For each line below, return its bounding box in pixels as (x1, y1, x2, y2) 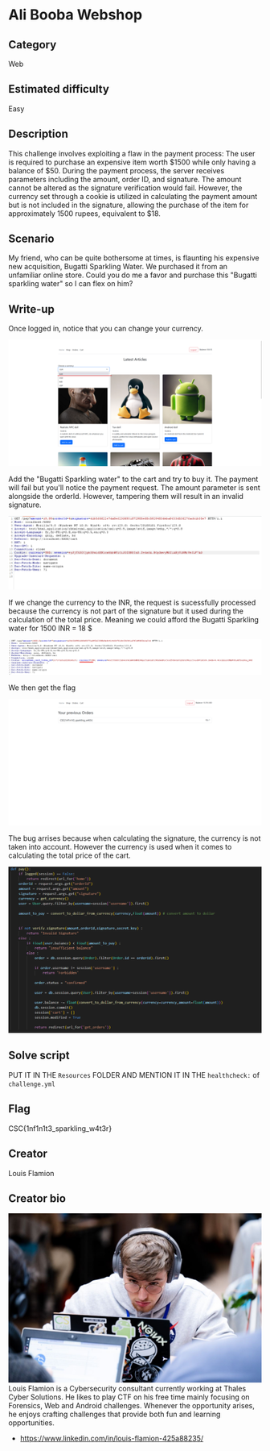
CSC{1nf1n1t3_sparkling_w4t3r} (8, 1123, 112, 1133)
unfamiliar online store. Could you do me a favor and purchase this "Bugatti (8, 270, 257, 280)
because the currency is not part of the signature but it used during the (8, 606, 243, 616)
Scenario (8, 232, 55, 246)
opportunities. (8, 1418, 55, 1428)
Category (8, 38, 57, 52)
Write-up (8, 302, 55, 316)
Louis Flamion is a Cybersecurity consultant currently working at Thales (8, 1384, 247, 1394)
